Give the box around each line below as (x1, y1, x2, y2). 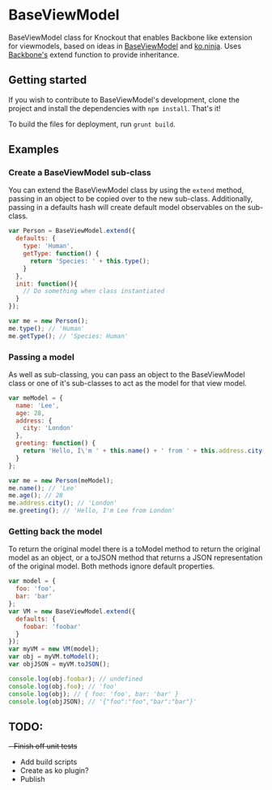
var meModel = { (8, 393, 63, 402)
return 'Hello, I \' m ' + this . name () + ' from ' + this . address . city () (23, 447, 270, 455)
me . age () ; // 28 (8, 492, 63, 500)
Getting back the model (8, 526, 103, 537)
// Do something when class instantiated (23, 287, 164, 295)
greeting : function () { (15, 440, 96, 448)
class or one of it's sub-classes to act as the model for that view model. (8, 378, 247, 388)
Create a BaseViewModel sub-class (8, 167, 151, 178)
